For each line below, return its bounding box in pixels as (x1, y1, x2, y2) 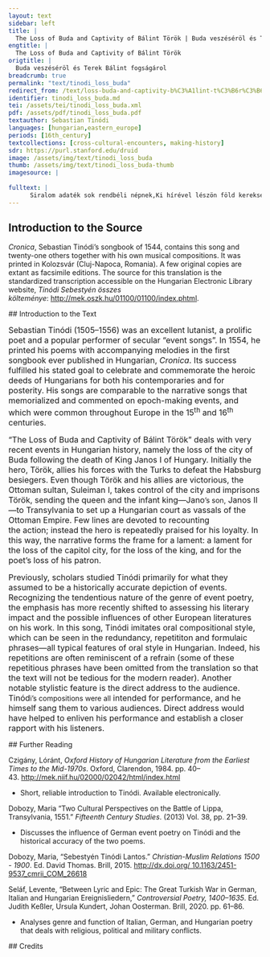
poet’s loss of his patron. (8, 554, 102, 565)
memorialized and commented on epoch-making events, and (8, 395, 239, 406)
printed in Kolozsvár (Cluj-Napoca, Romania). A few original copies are (8, 259, 243, 269)
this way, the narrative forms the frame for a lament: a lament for (8, 534, 253, 545)
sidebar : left (8, 19, 56, 27)
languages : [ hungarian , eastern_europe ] (8, 124, 142, 132)
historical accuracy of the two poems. (19, 836, 146, 845)
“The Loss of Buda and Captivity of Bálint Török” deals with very (8, 433, 252, 445)
